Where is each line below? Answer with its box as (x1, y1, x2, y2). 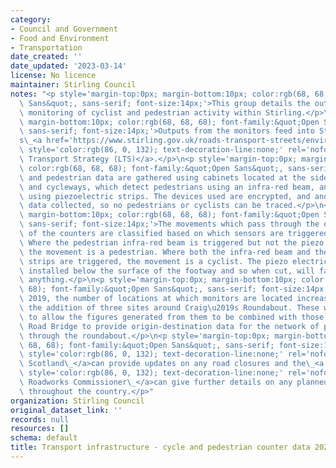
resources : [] (10, 424, 70, 434)
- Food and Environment (10, 33, 110, 43)
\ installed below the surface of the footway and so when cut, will (19, 266, 315, 276)
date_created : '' (10, 52, 83, 62)
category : (10, 14, 52, 25)
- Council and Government (10, 24, 118, 34)
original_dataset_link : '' (10, 405, 123, 415)
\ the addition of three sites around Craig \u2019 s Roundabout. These (19, 303, 320, 313)
